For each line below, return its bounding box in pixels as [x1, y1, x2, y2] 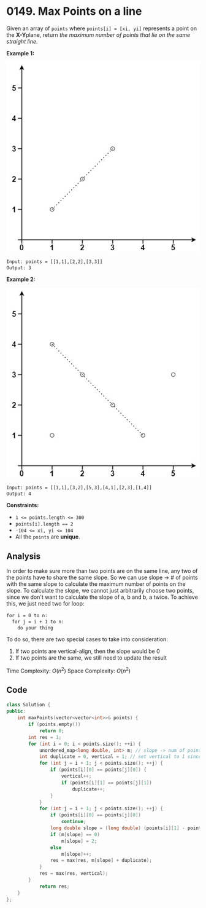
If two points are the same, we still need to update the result [15, 653, 167, 661]
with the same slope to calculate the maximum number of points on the [6, 580, 186, 588]
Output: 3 [6, 265, 32, 271]
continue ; [61, 819, 86, 825]
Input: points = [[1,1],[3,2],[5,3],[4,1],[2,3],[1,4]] [6, 484, 152, 491]
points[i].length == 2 [15, 521, 74, 527]
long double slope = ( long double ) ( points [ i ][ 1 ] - [50, 825, 185, 831]
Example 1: [6, 49, 35, 57]
